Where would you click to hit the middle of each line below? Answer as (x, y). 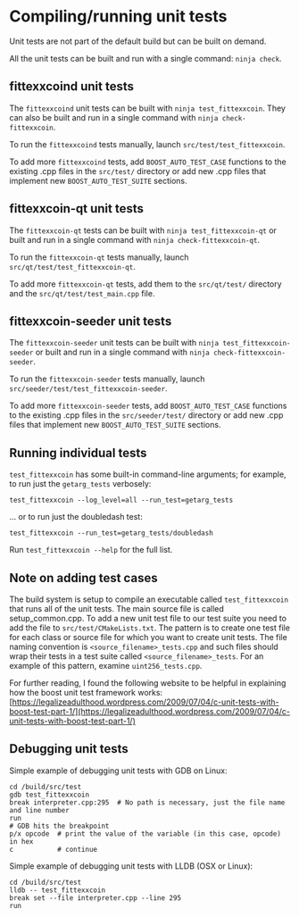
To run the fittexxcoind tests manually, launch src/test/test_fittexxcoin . (147, 144)
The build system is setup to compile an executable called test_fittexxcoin (149, 599)
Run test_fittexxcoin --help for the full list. (91, 550)
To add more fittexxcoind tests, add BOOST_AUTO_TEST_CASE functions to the (148, 162)
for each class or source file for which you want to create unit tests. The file (148, 637)
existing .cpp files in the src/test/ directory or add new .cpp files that (137, 171)
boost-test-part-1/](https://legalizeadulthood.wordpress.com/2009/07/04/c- (149, 711)
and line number (39, 810)
